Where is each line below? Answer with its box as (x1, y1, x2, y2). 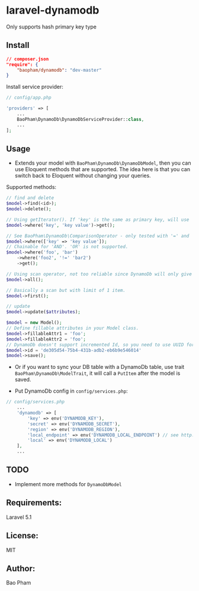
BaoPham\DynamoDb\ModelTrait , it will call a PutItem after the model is (14, 370, 181, 377)
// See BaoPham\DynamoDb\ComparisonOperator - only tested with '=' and (6, 233, 190, 239)
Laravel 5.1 (6, 513, 32, 521)
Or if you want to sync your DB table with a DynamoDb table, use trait (14, 364, 185, 371)
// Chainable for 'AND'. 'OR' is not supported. (6, 244, 129, 250)
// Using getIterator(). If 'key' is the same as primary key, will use (6, 217, 190, 223)
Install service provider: (6, 83, 64, 91)
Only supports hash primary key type (6, 23, 97, 30)
